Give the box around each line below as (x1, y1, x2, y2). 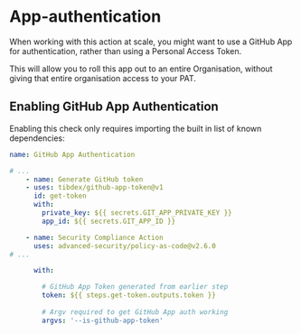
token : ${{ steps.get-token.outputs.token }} (42, 291, 217, 300)
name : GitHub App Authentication (9, 150, 136, 159)
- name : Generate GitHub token (25, 174, 144, 184)
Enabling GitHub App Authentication (9, 99, 219, 115)
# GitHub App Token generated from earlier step (42, 283, 229, 292)
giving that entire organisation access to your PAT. (9, 72, 197, 83)
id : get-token (33, 191, 88, 200)
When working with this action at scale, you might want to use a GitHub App (9, 36, 293, 47)
